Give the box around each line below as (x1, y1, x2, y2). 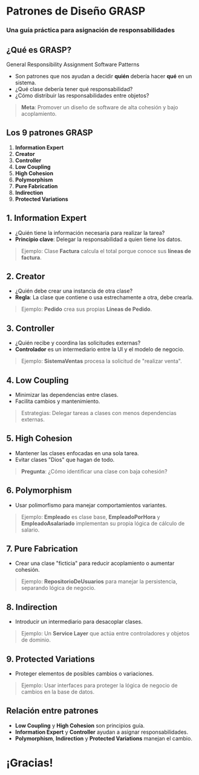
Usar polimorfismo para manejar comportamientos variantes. (15, 501, 168, 509)
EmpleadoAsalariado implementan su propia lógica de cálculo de (21, 519, 185, 527)
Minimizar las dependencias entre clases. (15, 391, 119, 398)
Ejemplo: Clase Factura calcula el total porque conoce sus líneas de (21, 247, 192, 254)
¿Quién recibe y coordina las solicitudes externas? (15, 339, 141, 347)
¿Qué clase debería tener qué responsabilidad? (15, 85, 133, 92)
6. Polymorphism (6, 486, 72, 496)
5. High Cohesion (6, 433, 73, 444)
